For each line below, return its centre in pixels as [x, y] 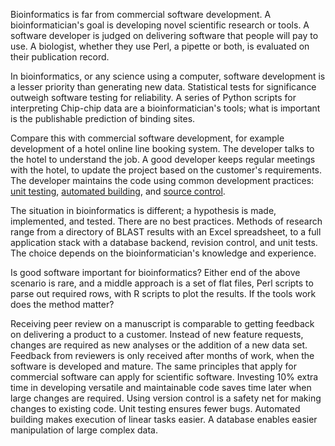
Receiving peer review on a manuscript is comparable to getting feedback [162, 323]
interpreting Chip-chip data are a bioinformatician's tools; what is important [165, 108]
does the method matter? [62, 304]
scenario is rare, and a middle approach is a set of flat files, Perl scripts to [162, 283]
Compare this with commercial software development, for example [147, 138]
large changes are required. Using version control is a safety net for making [166, 398]
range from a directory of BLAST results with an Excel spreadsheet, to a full [166, 232]
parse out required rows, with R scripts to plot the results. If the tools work [163, 293]
